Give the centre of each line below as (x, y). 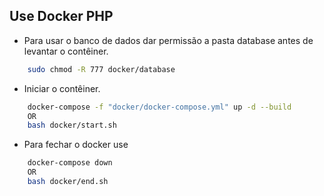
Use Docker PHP (61, 16)
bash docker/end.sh (68, 182)
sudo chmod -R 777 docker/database (101, 69)
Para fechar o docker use (76, 145)
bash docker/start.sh (72, 125)
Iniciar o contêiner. (62, 88)
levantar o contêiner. (66, 51)
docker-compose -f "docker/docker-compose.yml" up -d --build (159, 107)
